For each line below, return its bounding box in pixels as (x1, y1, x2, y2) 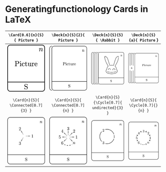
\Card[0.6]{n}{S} (8, 33, 44, 38)
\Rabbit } (99, 38, 120, 43)
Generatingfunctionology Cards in (5, 3, 148, 15)
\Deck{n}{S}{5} (92, 33, 124, 38)
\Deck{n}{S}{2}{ (51, 33, 85, 38)
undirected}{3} (92, 106, 124, 111)
